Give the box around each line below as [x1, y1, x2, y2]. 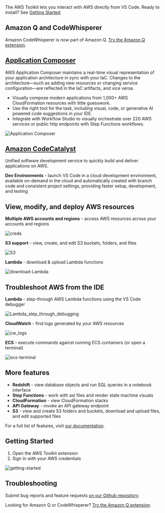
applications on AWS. [5, 163, 49, 169]
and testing [5, 188, 28, 194]
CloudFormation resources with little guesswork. [12, 100, 111, 106]
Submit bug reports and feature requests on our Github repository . [5, 492, 140, 498]
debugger [5, 301, 26, 307]
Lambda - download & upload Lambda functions [5, 259, 103, 265]
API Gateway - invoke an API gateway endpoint [12, 403, 109, 408]
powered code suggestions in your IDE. [12, 110, 93, 116]
